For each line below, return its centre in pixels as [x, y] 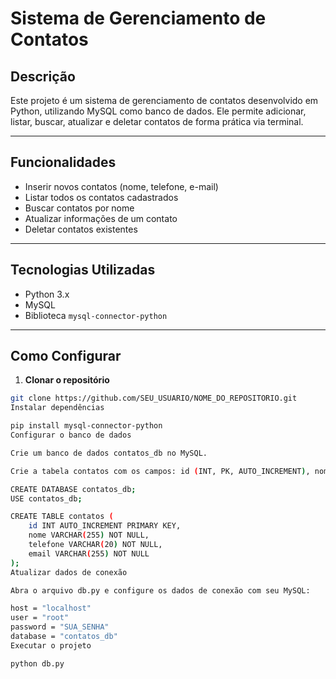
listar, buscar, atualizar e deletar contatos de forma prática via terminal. [157, 121]
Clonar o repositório [67, 380]
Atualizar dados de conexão [69, 572]
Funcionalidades [63, 162]
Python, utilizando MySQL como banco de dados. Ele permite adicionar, [158, 111]
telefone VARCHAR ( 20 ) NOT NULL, [95, 545]
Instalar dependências [57, 408]
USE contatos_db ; [46, 498]
